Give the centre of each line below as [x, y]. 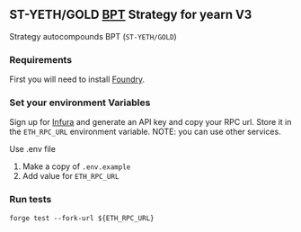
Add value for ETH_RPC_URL [71, 176]
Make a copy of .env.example [76, 166]
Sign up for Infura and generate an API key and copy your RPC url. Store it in [150, 122]
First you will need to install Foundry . [77, 79]
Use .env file [33, 149]
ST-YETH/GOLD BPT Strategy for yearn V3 [131, 15]
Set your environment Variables [80, 103]
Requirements [41, 59]
